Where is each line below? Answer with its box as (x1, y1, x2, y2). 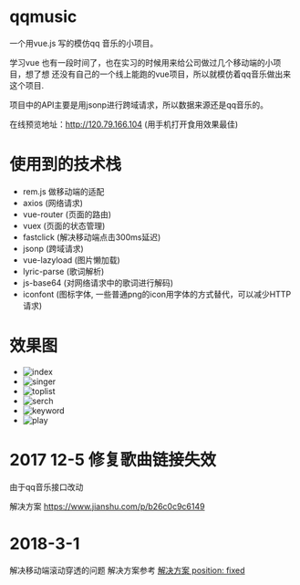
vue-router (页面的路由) (22, 208, 112, 220)
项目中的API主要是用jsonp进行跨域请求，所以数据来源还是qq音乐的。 (9, 99, 269, 110)
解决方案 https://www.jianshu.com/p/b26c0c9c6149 (9, 500, 205, 512)
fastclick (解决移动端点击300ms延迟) (22, 231, 161, 243)
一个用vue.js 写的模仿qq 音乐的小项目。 (9, 37, 159, 48)
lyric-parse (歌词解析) (22, 266, 105, 277)
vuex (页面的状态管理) (22, 220, 106, 231)
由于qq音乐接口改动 (9, 481, 84, 492)
